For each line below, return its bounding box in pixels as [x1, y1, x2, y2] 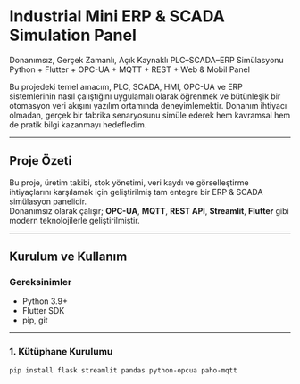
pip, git [21, 315, 48, 326]
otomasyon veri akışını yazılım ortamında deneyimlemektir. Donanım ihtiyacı [9, 100, 287, 110]
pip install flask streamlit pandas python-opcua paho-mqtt [9, 365, 238, 375]
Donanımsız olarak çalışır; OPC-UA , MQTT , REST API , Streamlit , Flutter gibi [9, 205, 289, 216]
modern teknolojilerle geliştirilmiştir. [9, 215, 140, 225]
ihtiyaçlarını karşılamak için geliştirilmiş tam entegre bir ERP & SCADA [9, 186, 263, 197]
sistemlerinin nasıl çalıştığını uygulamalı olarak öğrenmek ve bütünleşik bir [9, 91, 281, 102]
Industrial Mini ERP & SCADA [9, 6, 225, 27]
